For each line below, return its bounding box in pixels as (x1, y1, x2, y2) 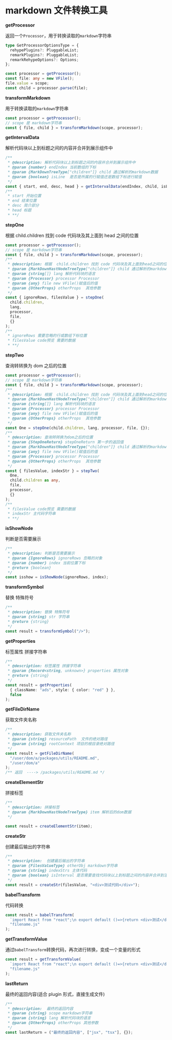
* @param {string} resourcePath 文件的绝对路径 (7, 737, 108, 742)
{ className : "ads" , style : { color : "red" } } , (10, 687, 116, 693)
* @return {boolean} (7, 565, 52, 570)
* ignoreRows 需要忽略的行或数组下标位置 (7, 333, 87, 339)
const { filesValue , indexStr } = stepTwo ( (5, 468, 100, 474)
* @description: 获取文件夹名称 (7, 732, 71, 737)
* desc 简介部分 (7, 203, 39, 208)
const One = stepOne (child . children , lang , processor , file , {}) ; (5, 425, 150, 430)
